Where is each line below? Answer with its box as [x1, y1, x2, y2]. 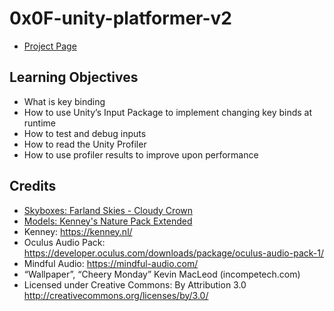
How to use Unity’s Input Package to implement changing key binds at [23, 106, 313, 118]
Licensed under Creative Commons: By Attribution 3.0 [23, 278, 247, 291]
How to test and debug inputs [23, 127, 147, 139]
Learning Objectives [9, 69, 139, 86]
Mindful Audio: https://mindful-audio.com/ [23, 257, 199, 269]
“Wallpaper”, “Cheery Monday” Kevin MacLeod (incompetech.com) [23, 268, 301, 280]
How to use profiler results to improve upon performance [23, 148, 259, 161]
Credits [9, 178, 57, 195]
